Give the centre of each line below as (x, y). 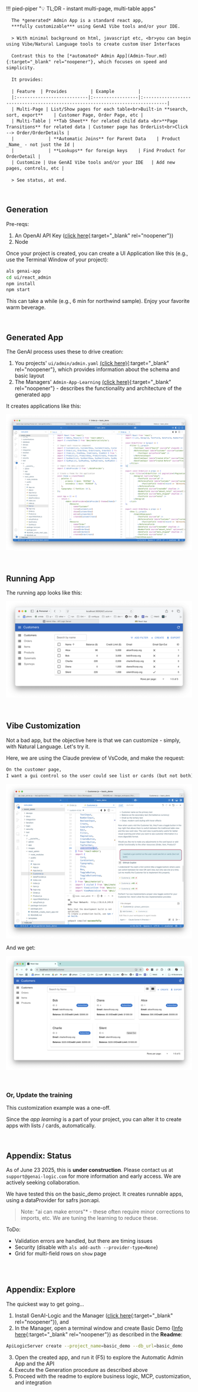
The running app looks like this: (44, 593)
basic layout (29, 376)
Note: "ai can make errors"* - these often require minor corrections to (105, 1212)
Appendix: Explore (41, 1290)
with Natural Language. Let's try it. (48, 746)
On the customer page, (34, 769)
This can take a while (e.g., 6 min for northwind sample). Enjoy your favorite (98, 301)
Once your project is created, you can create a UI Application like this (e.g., (97, 253)
